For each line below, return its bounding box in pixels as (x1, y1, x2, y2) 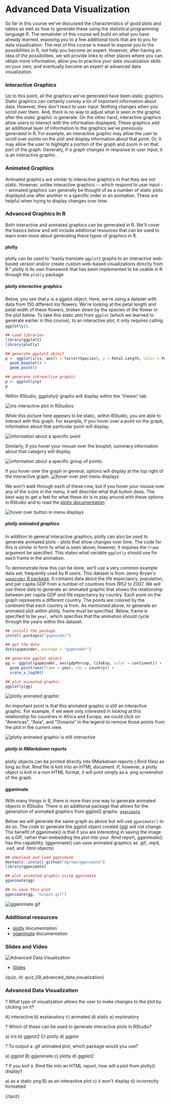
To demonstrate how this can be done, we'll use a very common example (5, 564, 158, 570)
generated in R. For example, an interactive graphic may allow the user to (5, 131, 158, 137)
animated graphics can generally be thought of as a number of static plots (8, 187, 163, 193)
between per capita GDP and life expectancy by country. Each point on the (5, 591, 161, 598)
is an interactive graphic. (5, 152, 57, 158)
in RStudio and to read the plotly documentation (5, 499, 105, 505)
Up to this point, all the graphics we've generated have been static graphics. (5, 93, 164, 99)
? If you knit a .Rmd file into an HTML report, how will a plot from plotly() (5, 1062, 155, 1069)
